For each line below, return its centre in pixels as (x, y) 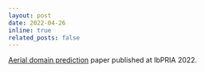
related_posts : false (44, 38)
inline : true (30, 30)
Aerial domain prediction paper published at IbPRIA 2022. (103, 60)
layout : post (30, 15)
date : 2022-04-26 (37, 23)
